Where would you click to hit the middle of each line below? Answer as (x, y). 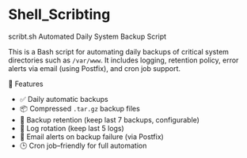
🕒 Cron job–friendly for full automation (83, 145)
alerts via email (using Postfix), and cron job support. (94, 68)
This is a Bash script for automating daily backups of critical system (119, 51)
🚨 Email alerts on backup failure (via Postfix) (91, 137)
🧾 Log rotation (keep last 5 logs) (72, 128)
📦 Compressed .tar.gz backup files (80, 108)
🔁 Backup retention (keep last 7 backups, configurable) (110, 119)
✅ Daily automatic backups (64, 99)
